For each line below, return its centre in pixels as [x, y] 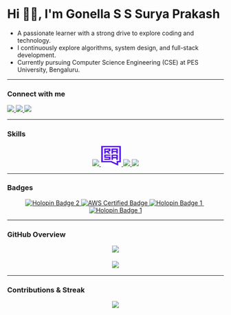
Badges [20, 188]
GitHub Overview [36, 235]
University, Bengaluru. [48, 69]
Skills [16, 134]
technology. [34, 40]
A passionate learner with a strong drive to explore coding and [106, 33]
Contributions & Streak [46, 290]
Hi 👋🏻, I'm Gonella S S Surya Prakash [113, 14]
